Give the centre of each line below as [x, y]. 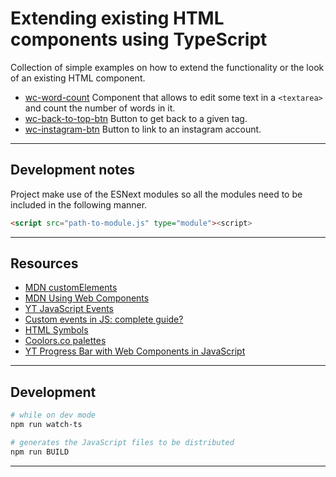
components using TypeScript [139, 39]
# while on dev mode [53, 415]
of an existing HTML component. [78, 78]
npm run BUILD [40, 452]
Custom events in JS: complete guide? [104, 319]
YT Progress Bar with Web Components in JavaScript [135, 351]
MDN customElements [71, 288]
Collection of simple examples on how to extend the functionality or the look [167, 67]
